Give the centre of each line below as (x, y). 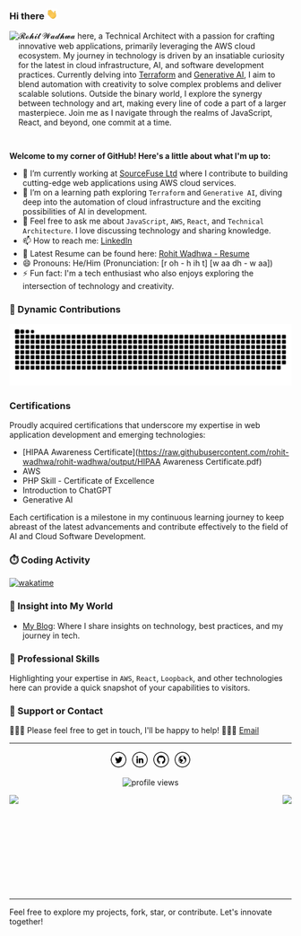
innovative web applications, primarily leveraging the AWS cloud (137, 46)
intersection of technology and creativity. (98, 285)
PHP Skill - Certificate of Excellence (88, 481)
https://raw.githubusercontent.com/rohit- (213, 452)
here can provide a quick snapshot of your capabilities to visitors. (130, 687)
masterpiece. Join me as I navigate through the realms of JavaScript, (146, 112)
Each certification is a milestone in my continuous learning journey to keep (147, 517)
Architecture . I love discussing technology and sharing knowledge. (146, 230)
